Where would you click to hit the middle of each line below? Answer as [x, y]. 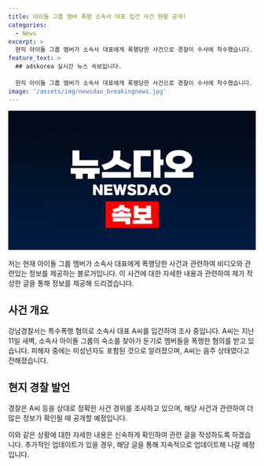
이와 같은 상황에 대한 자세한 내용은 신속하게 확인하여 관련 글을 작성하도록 [119, 435]
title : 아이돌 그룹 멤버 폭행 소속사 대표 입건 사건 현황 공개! [97, 17]
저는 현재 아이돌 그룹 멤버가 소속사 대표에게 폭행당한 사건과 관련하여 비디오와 [126, 263]
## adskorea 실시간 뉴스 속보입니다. [69, 67]
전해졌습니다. [28, 360]
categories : [27, 25]
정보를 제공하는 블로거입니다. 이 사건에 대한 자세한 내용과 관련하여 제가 [137, 273]
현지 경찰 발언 [39, 388]
